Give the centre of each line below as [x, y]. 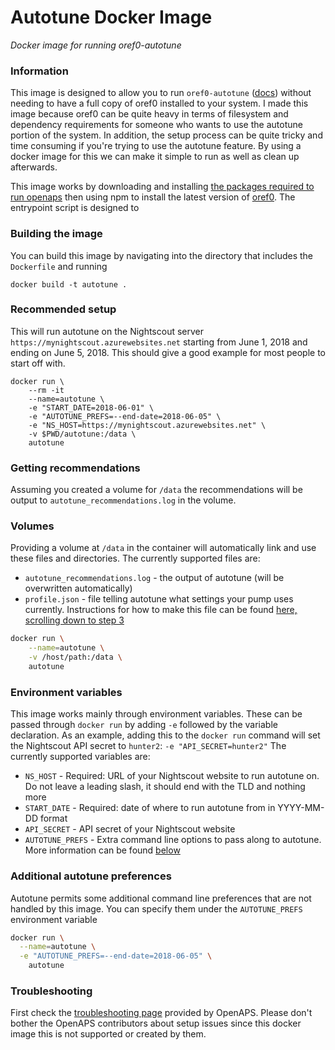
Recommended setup [63, 309]
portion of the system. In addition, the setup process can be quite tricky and [166, 135]
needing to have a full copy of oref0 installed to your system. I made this [159, 103]
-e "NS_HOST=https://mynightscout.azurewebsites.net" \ [147, 425]
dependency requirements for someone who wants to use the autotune [156, 125]
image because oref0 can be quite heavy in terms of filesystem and [149, 114]
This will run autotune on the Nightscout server [107, 331]
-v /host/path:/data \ [75, 657]
